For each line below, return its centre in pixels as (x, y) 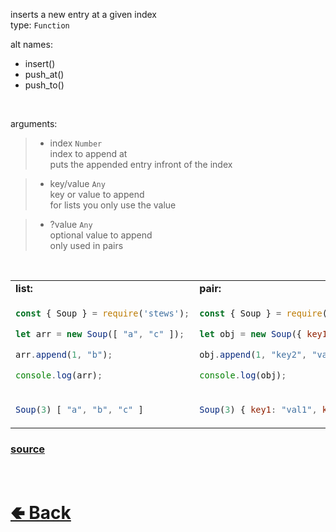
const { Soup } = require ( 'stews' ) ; (102, 313)
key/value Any (77, 183)
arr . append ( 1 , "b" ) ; (64, 354)
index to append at (88, 153)
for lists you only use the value (113, 205)
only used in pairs (86, 245)
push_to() (44, 85)
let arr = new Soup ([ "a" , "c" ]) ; (100, 333)
